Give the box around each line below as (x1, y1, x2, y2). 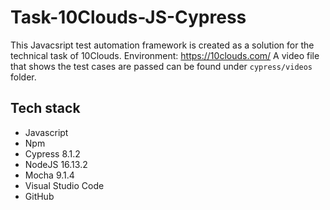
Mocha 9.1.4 (24, 169, 75, 181)
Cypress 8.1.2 (24, 147, 81, 160)
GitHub (24, 190, 55, 202)
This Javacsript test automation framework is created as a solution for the (10, 39, 315, 51)
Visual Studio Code (24, 179, 105, 191)
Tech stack (10, 100, 81, 117)
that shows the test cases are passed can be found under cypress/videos (10, 60, 313, 72)
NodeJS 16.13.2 (24, 158, 88, 170)
